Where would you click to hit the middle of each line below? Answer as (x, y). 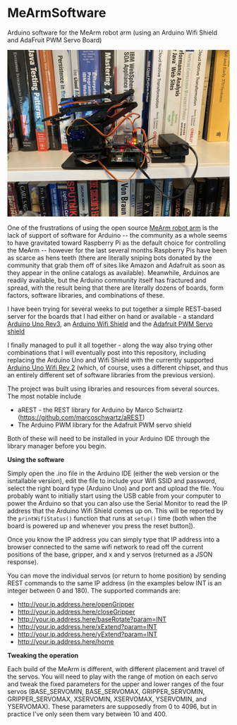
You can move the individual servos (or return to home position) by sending (117, 575)
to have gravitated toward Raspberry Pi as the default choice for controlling (117, 243)
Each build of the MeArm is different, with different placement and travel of (116, 669)
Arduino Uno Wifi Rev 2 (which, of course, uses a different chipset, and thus (118, 367)
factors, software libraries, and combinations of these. (86, 295)
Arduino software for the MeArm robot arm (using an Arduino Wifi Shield (112, 32)
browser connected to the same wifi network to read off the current (105, 547)
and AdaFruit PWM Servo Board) (55, 39)
